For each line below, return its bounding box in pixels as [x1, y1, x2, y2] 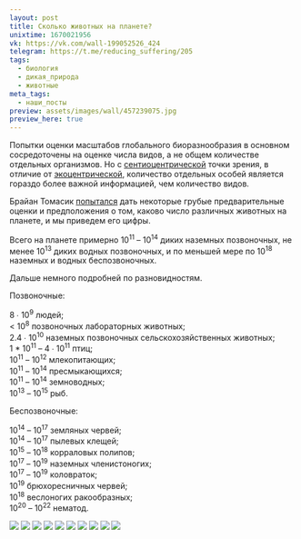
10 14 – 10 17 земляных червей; [9, 423, 122, 435]
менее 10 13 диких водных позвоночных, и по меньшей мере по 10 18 [9, 244, 273, 256]
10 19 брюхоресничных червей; [9, 478, 128, 491]
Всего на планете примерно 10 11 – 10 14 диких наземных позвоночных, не [9, 233, 293, 245]
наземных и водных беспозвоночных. [9, 255, 157, 266]
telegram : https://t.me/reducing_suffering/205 [9, 47, 194, 56]
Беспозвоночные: [9, 405, 79, 416]
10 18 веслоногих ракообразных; [9, 490, 134, 503]
